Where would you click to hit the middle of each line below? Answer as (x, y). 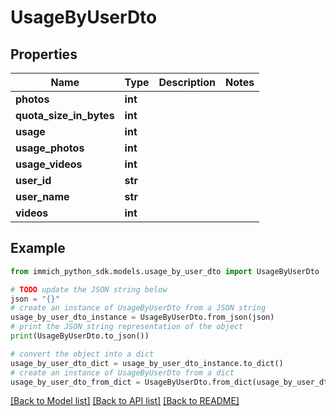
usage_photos (50, 148)
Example (38, 248)
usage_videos (49, 164)
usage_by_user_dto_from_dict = (75, 382)
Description (187, 82)
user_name (42, 196)
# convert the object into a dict (82, 354)
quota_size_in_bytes (65, 115)
